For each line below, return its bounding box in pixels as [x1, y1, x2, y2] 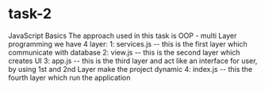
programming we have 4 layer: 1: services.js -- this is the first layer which [8, 39, 248, 48]
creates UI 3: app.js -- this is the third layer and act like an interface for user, [8, 56, 258, 66]
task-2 [8, 5, 52, 23]
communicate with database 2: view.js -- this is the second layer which [8, 47, 240, 57]
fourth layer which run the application [8, 73, 131, 82]
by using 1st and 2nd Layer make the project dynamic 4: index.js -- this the [8, 64, 252, 73]
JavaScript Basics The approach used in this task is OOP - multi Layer [8, 31, 237, 40]
